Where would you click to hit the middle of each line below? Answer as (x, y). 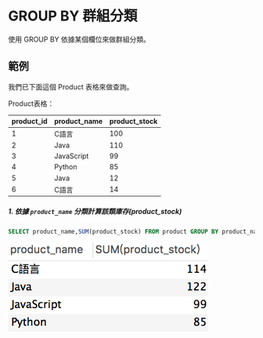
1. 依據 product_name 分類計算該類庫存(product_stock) (95, 211)
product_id (30, 122)
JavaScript (72, 156)
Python (66, 167)
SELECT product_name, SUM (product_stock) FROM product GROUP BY (113, 232)
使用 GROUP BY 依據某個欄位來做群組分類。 (79, 39)
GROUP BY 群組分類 (73, 16)
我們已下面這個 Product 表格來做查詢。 (71, 86)
